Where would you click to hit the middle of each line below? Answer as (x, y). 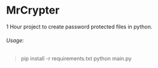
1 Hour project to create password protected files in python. (79, 27)
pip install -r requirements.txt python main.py (76, 59)
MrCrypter (33, 10)
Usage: (15, 40)
